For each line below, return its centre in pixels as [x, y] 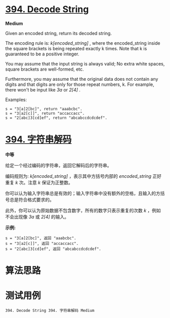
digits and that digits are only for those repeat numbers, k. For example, [80, 84]
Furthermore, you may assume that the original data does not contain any [82, 79]
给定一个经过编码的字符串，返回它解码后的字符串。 [58, 165]
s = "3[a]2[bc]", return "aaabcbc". [44, 109]
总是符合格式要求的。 [32, 200]
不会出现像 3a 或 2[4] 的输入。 [37, 216]
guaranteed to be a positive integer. [42, 54]
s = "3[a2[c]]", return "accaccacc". [45, 113]
